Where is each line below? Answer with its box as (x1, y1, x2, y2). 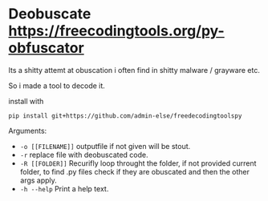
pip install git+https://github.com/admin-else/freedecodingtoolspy (8, 111, 242, 120)
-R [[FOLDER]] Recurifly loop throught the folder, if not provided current (19, 158, 257, 168)
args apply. (19, 175, 58, 185)
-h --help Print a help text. (19, 183, 109, 193)
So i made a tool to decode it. (8, 81, 106, 90)
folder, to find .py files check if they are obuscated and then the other (19, 167, 250, 176)
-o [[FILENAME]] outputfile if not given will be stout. (19, 141, 191, 151)
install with (8, 96, 44, 106)
